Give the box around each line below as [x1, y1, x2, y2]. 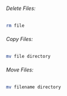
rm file [6, 23, 25, 29]
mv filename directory [6, 84, 61, 90]
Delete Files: [6, 5, 36, 12]
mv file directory [6, 53, 51, 60]
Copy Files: [6, 35, 33, 42]
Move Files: [6, 66, 34, 73]
